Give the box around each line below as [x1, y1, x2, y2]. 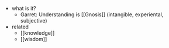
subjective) [20, 17, 48, 24]
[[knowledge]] [20, 29, 55, 36]
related [11, 23, 29, 30]
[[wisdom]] [20, 36, 47, 42]
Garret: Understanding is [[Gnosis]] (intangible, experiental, [20, 11, 164, 18]
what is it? [11, 5, 36, 12]
